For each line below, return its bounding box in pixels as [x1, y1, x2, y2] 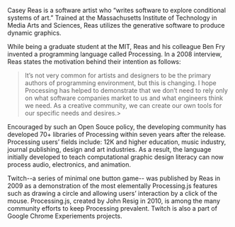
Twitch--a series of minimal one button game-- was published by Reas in [7, 174, 221, 182]
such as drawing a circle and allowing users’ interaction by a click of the [7, 189, 218, 197]
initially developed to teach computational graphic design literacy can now [7, 153, 224, 161]
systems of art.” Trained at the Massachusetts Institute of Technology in [7, 13, 217, 22]
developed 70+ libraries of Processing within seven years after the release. [7, 131, 227, 138]
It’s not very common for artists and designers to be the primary [24, 71, 211, 79]
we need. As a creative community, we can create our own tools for [24, 101, 222, 109]
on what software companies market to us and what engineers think [24, 94, 224, 102]
